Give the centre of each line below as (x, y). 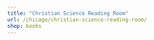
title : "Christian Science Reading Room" (68, 13)
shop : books (24, 26)
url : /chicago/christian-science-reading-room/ (77, 20)
